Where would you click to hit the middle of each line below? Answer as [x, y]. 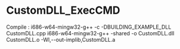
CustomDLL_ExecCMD [63, 10]
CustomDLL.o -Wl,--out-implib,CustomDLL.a [61, 39]
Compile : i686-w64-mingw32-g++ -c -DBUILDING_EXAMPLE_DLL [89, 27]
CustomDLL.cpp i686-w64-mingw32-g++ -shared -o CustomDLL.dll [90, 33]
